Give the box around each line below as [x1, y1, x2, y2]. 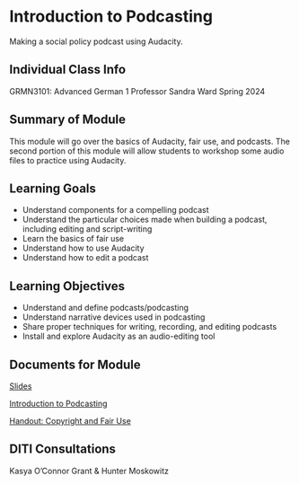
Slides [9, 381, 32, 392]
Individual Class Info [9, 62, 127, 77]
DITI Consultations [9, 442, 117, 457]
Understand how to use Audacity [22, 242, 145, 253]
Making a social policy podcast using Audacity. [9, 36, 184, 47]
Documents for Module [9, 357, 141, 372]
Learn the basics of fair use [22, 234, 124, 244]
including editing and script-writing [22, 224, 153, 234]
